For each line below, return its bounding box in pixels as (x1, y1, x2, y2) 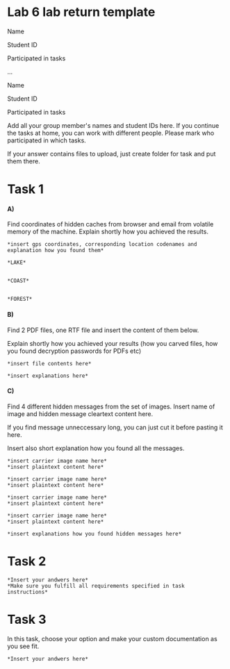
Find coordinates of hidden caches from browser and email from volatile (7, 220, 214, 229)
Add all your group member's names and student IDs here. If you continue (7, 121, 220, 129)
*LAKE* (7, 259, 26, 266)
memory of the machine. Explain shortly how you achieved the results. (7, 227, 208, 236)
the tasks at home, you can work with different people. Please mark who (7, 129, 215, 137)
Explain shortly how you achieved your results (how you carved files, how (7, 339, 218, 347)
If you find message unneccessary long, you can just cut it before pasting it (7, 423, 224, 431)
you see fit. (7, 642, 40, 650)
